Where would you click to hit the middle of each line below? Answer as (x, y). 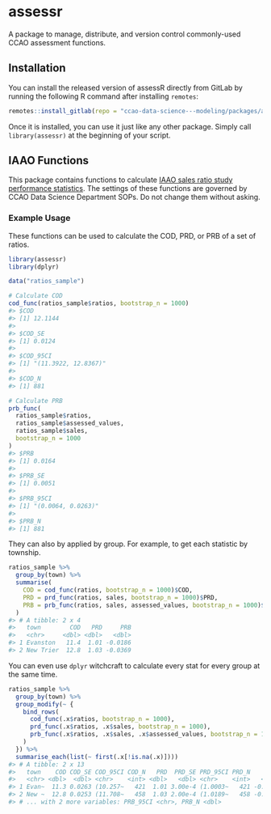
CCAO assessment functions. (57, 42)
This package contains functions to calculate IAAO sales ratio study (121, 180)
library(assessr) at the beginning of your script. (90, 135)
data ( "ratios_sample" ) (46, 282)
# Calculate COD (35, 296)
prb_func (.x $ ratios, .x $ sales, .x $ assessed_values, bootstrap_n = (144, 735)
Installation (37, 68)
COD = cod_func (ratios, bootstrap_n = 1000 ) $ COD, (108, 590)
